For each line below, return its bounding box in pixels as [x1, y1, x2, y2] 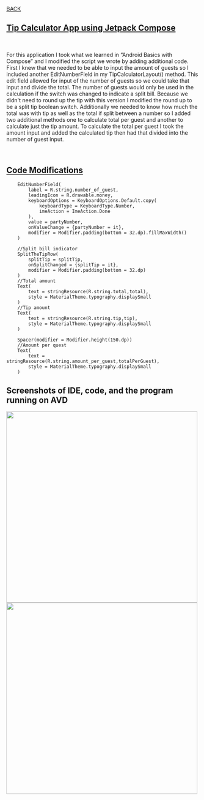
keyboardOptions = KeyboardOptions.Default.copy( [28, 197, 157, 204]
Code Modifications [6, 165, 84, 176]
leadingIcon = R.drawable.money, [28, 192, 114, 198]
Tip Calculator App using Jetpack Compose [6, 23, 176, 33]
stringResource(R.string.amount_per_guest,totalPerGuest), [6, 358, 160, 364]
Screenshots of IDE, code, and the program [6, 386, 173, 396]
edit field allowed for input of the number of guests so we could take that [6, 77, 190, 84]
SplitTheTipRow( [17, 251, 59, 257]
